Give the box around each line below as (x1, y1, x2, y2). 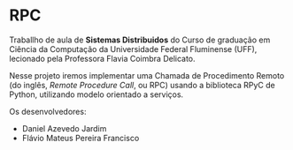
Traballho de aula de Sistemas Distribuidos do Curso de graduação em (9, 34, 271, 45)
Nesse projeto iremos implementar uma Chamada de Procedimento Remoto (9, 70, 285, 80)
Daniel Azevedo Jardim (21, 123, 107, 133)
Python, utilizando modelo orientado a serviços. (9, 89, 184, 100)
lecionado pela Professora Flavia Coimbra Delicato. (9, 53, 197, 64)
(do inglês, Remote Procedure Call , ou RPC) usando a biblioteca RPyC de (9, 79, 276, 90)
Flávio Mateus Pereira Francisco (21, 132, 140, 143)
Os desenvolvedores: (9, 106, 87, 116)
